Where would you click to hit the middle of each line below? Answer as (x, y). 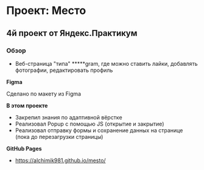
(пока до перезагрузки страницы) (59, 136)
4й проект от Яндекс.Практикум (72, 33)
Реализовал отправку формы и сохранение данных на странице (99, 130)
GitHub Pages (24, 148)
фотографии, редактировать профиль (64, 70)
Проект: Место (46, 11)
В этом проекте (27, 105)
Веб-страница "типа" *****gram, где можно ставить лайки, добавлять (106, 63)
